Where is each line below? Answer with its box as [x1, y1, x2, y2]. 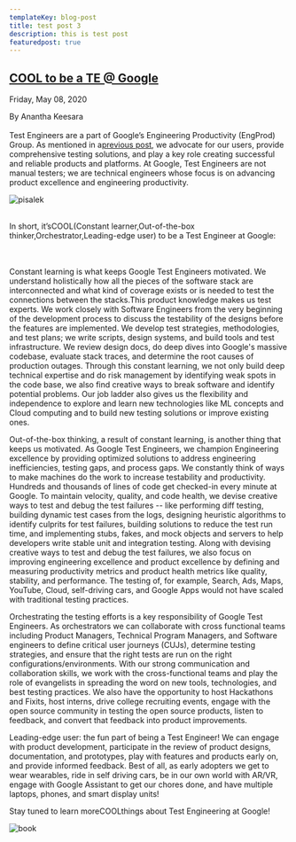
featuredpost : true [9, 37, 82, 47]
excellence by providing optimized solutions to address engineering [9, 453, 257, 464]
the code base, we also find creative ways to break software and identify [9, 379, 275, 390]
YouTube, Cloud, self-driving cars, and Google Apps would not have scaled [9, 585, 284, 596]
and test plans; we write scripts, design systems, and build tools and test [9, 332, 275, 343]
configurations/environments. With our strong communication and [9, 659, 251, 669]
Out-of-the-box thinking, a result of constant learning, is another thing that [9, 434, 282, 445]
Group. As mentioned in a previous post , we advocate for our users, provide [9, 139, 284, 151]
